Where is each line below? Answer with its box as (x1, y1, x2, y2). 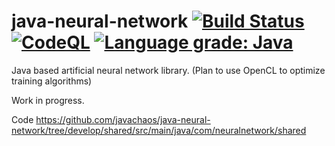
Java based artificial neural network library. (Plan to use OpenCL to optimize (11, 64, 326, 76)
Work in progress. (11, 94, 85, 106)
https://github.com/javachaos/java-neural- (35, 113, 211, 125)
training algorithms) (11, 75, 93, 87)
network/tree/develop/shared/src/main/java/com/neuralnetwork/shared (11, 124, 307, 136)
